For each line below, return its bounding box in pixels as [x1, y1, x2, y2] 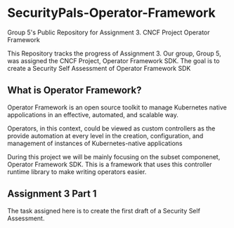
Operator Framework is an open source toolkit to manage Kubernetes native [7, 103, 227, 112]
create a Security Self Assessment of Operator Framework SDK [7, 64, 191, 72]
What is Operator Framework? [7, 84, 142, 96]
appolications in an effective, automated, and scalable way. [7, 110, 179, 119]
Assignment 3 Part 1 [7, 188, 97, 200]
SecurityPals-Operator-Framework [7, 5, 216, 21]
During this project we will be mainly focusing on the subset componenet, [7, 152, 221, 161]
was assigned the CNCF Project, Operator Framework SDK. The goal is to [7, 56, 220, 65]
